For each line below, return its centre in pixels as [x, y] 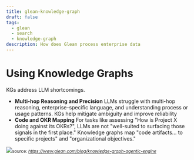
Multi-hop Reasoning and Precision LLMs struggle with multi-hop [95, 101]
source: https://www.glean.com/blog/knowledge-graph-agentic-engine [84, 151]
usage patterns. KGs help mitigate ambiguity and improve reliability [96, 114]
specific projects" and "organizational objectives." [75, 138]
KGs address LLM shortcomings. [46, 89]
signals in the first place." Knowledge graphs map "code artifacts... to [99, 132]
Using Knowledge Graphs [70, 74]
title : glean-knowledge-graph [43, 11]
